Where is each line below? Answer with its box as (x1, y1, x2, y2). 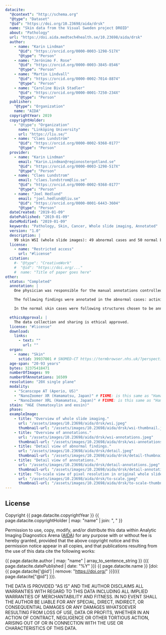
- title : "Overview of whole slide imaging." (14, 417, 110, 422)
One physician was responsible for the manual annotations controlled (14, 288, 163, 293)
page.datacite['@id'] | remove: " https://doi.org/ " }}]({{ (9, 568, 120, 574)
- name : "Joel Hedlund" (14, 191, 63, 196)
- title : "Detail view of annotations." (14, 458, 98, 463)
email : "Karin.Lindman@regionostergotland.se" (18, 159, 116, 164)
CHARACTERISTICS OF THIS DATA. (5, 625, 78, 631)
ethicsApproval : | (9, 315, 48, 320)
